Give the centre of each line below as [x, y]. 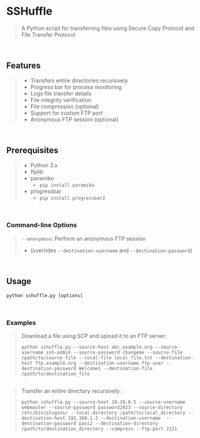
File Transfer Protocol [48, 34]
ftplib [37, 172]
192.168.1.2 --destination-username [114, 418]
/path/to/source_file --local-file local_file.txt [87, 358]
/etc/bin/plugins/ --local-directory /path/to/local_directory [103, 413]
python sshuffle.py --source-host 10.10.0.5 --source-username [103, 402]
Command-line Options [42, 225]
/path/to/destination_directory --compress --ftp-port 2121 [99, 429]
